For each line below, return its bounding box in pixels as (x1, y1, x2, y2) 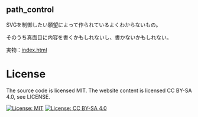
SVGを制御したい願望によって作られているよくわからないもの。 (6, 21, 161, 28)
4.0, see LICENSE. (6, 93, 50, 100)
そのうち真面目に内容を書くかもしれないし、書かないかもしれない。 (6, 34, 172, 41)
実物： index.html (6, 46, 47, 53)
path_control (6, 5, 54, 15)
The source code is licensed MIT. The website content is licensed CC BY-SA (6, 87, 192, 94)
